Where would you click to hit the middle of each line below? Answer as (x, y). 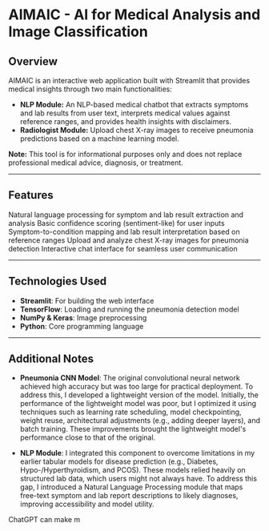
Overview (33, 61)
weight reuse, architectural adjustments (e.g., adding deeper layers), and (140, 420)
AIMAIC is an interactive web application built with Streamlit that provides (129, 80)
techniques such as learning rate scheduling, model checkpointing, (130, 412)
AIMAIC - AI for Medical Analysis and (134, 15)
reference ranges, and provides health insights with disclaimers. (126, 121)
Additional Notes (51, 359)
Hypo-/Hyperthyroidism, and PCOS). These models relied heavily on (132, 470)
